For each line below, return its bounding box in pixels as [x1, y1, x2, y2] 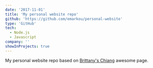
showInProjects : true [5, 44, 50, 49]
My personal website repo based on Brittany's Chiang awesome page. [5, 57, 149, 63]
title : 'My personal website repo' [5, 12, 79, 17]
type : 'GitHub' [5, 21, 37, 26]
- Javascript [9, 35, 37, 40]
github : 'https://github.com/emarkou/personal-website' [5, 16, 123, 21]
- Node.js [9, 30, 30, 35]
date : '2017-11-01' [5, 7, 46, 12]
